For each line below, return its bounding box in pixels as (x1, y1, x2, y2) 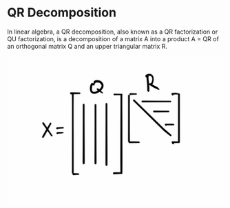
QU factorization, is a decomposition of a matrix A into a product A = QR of (7, 34, 219, 43)
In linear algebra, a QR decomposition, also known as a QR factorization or (7, 27, 218, 36)
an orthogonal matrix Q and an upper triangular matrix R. (7, 42, 167, 50)
